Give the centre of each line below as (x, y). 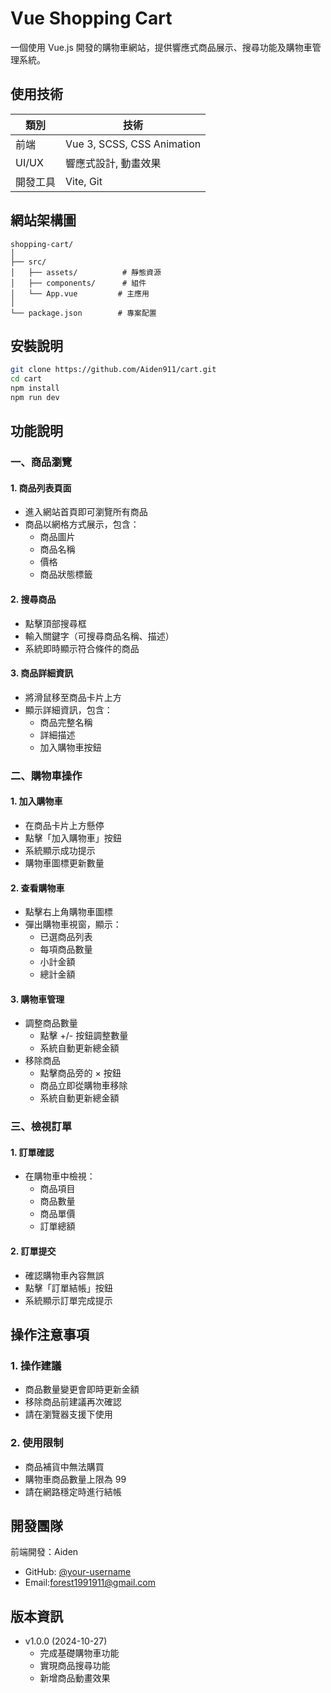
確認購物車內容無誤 (64, 1275)
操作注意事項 (50, 1335)
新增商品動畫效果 (75, 1678)
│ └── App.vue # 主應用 (80, 293)
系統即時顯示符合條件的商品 (82, 648)
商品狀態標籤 (66, 574)
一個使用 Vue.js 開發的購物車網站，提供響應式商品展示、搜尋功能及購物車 (161, 47)
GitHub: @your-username (78, 1572)
